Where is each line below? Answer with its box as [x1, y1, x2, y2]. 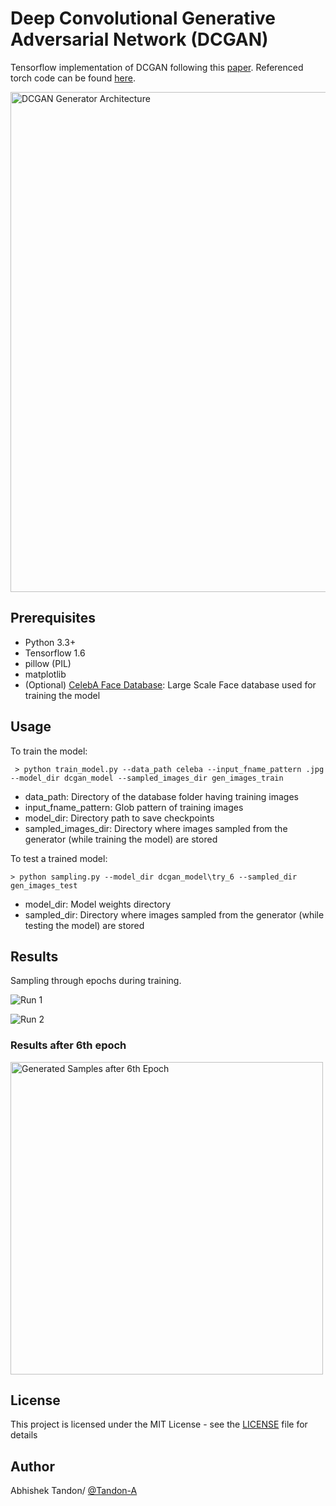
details [10, 1429, 38, 1441]
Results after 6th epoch [10, 1038, 127, 1052]
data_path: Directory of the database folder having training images [24, 790, 299, 802]
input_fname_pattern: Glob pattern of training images [24, 801, 244, 813]
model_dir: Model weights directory [24, 898, 172, 910]
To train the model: [10, 745, 88, 757]
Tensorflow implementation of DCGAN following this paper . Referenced [10, 61, 304, 73]
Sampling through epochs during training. [10, 975, 182, 987]
